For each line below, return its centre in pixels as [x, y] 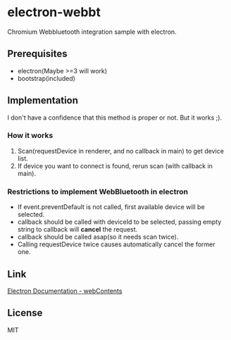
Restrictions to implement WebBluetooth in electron [98, 191]
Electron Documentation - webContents [65, 291]
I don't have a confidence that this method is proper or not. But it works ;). [115, 118]
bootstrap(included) [46, 78]
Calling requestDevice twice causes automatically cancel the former [117, 244]
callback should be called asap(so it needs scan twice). [98, 237]
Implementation [43, 100]
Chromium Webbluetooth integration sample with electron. [92, 32]
